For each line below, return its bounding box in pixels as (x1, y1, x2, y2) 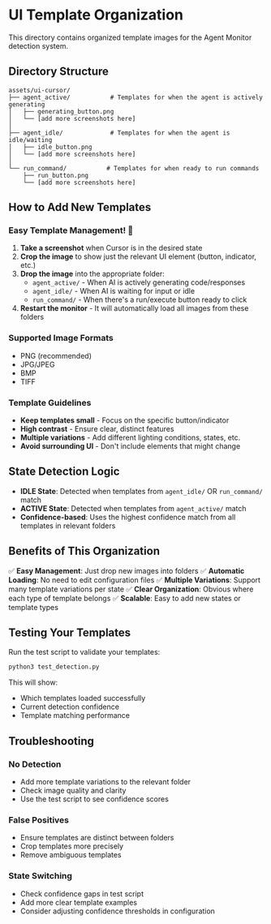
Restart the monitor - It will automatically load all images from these (19, 303, 249, 313)
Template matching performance (19, 711, 130, 720)
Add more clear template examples (19, 897, 138, 907)
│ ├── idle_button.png (8, 143, 92, 151)
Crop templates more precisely (19, 841, 124, 851)
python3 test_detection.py (8, 663, 100, 671)
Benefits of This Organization (8, 544, 161, 558)
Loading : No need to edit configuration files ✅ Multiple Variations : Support (8, 574, 261, 585)
